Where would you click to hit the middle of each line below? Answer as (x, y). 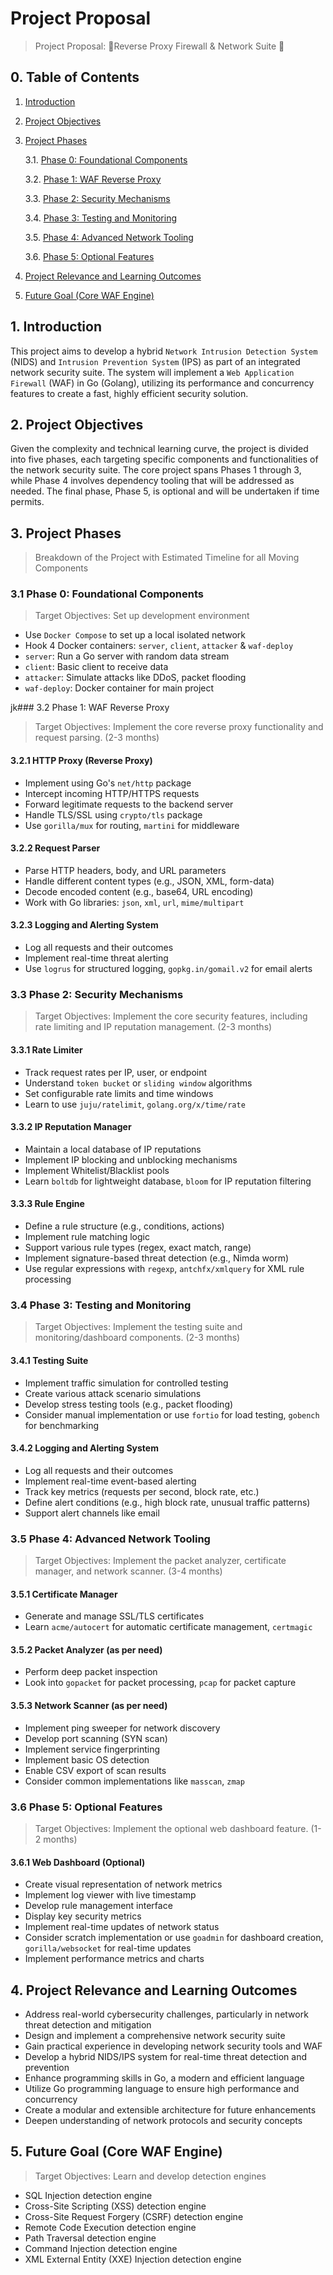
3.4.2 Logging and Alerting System (84, 1448)
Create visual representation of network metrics (123, 1884)
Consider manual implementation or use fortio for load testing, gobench (172, 1414)
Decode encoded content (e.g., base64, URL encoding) (139, 891)
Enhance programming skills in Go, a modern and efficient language (164, 2078)
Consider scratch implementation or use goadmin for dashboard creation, (174, 1938)
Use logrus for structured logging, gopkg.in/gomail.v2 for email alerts (168, 969)
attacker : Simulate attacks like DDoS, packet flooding (135, 678)
